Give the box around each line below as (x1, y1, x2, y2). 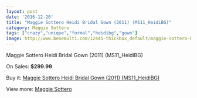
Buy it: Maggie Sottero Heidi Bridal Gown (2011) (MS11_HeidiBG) (6, 74, 160, 81)
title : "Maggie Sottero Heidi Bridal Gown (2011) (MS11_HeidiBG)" (6, 19, 172, 25)
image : (6, 36, 22, 41)
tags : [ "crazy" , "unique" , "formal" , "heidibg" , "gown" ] (6, 30, 138, 36)
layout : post (6, 8, 38, 15)
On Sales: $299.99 (6, 63, 53, 70)
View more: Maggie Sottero (6, 86, 72, 92)
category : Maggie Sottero (6, 24, 69, 31)
